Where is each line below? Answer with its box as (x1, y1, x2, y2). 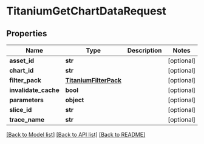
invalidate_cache (9, 86, 59, 94)
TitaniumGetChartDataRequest (6, 4, 167, 18)
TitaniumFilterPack (65, 76, 121, 84)
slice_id (9, 106, 32, 114)
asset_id (9, 56, 35, 65)
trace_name (9, 116, 44, 123)
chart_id (9, 67, 34, 74)
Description (127, 47, 162, 54)
